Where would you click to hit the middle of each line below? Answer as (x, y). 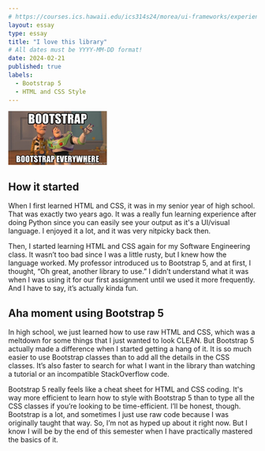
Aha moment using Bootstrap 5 (86, 313)
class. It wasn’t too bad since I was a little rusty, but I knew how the (118, 255)
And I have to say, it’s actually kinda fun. (73, 288)
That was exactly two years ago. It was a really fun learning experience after (132, 214)
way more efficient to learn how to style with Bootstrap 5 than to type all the (131, 398)
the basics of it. (34, 440)
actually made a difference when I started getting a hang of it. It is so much (130, 349)
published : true (35, 67)
